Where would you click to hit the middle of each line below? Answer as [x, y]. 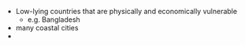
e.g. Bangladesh [54, 19]
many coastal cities [47, 28]
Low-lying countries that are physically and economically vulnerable [126, 11]
